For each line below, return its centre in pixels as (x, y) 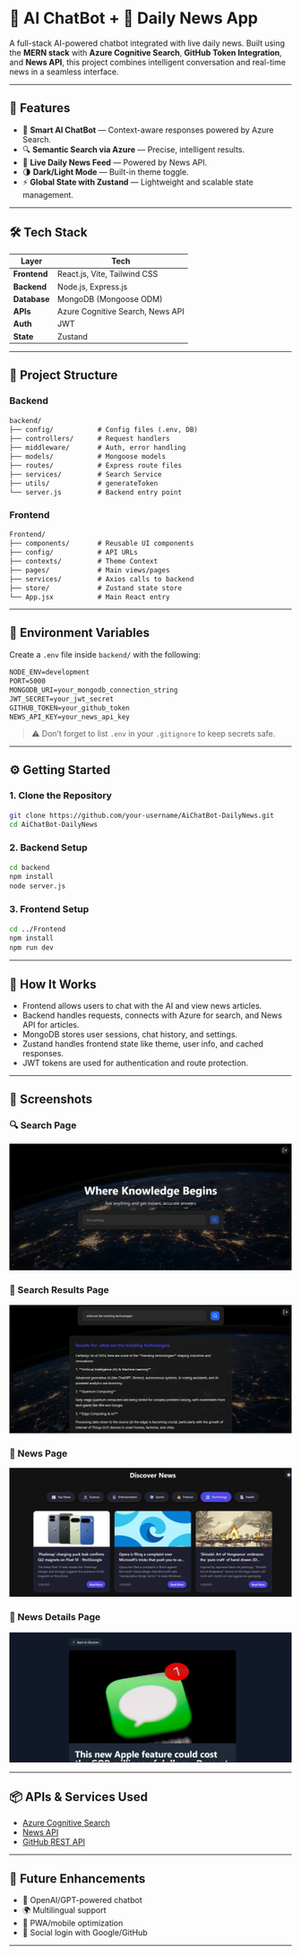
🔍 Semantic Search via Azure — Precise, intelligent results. (133, 149)
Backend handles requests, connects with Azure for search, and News (152, 1015)
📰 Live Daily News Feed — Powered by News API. (115, 162)
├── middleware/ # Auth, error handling (98, 447)
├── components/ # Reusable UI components (102, 544)
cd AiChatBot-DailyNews (54, 825)
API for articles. (51, 1024)
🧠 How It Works (53, 984)
